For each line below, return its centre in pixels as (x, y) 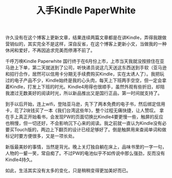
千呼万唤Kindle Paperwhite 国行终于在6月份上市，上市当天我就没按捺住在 (83, 61)
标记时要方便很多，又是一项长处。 (41, 136)
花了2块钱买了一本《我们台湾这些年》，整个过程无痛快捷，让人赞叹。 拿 (89, 110)
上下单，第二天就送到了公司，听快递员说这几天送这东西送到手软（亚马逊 (90, 68)
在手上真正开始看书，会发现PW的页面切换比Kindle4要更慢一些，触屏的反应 (84, 117)
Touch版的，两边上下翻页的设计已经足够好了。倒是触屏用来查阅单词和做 (90, 130)
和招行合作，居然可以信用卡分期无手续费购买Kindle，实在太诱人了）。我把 (83, 74)
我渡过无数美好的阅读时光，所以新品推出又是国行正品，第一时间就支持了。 (84, 93)
